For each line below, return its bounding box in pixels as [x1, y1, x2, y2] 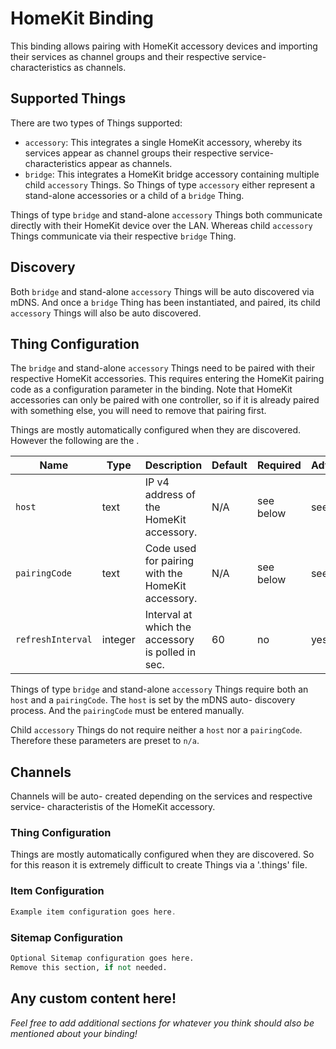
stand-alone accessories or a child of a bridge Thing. [24, 189, 245, 201]
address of [144, 488, 197, 502]
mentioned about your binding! [10, 1027, 138, 1039]
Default [211, 458, 248, 472]
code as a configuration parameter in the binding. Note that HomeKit [10, 383, 293, 396]
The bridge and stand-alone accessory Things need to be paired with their [10, 362, 315, 374]
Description [144, 458, 203, 472]
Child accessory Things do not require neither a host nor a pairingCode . [10, 724, 303, 736]
